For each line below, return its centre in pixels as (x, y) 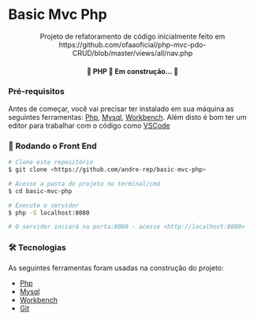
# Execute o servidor (44, 205)
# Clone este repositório (50, 162)
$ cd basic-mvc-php (40, 191)
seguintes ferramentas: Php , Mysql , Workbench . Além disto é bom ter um (127, 117)
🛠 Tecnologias (37, 247)
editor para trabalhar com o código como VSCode (90, 125)
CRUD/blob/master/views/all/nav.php (133, 53)
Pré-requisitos (36, 91)
